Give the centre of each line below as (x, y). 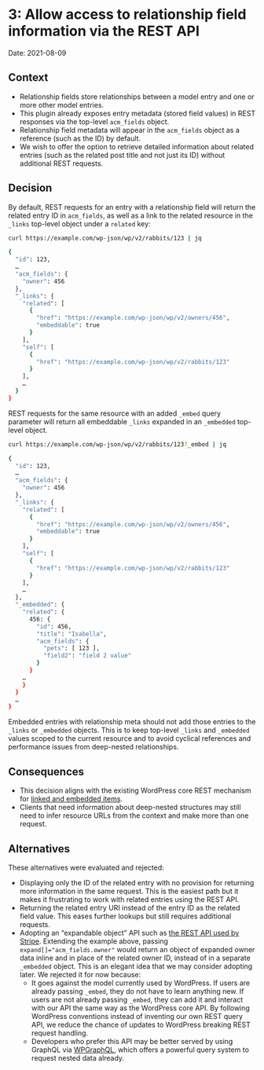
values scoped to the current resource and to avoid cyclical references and (130, 738)
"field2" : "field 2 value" (87, 656)
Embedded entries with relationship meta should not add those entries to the (132, 722)
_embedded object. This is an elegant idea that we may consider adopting (136, 966)
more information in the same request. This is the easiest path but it (129, 891)
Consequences (46, 771)
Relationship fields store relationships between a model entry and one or (137, 97)
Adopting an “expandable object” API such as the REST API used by (129, 933)
